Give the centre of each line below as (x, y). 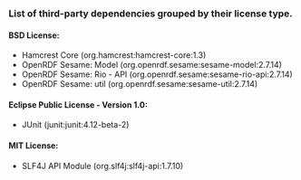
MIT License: (34, 145)
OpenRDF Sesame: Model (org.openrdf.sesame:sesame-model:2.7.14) (152, 65)
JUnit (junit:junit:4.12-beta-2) (75, 125)
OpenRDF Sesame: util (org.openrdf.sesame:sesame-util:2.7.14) (140, 84)
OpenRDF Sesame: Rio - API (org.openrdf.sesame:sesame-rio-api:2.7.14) (157, 74)
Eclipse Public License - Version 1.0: (78, 104)
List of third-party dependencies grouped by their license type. (151, 14)
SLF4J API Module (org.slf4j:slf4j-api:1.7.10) (102, 166)
